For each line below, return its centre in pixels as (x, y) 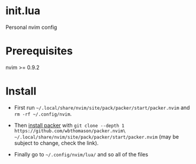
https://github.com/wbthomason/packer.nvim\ (70, 131)
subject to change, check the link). (56, 143)
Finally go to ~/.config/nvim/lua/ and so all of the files (81, 154)
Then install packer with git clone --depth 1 (69, 125)
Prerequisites (39, 51)
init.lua (23, 11)
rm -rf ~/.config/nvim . (43, 114)
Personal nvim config (31, 27)
